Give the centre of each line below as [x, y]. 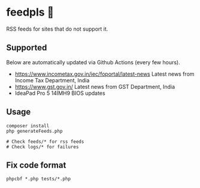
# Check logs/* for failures [43, 147]
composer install [28, 126]
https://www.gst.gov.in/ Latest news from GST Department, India [95, 86]
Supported [27, 48]
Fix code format [36, 165]
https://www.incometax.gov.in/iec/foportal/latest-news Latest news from [104, 74]
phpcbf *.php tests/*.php [38, 179]
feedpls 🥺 [30, 12]
